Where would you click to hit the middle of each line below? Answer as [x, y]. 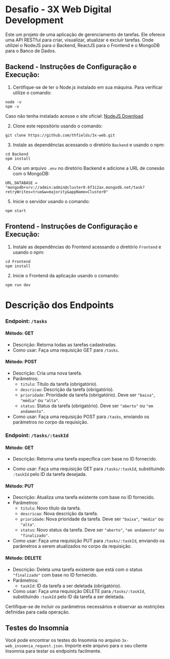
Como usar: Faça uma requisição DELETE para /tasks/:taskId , [79, 591]
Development [34, 20]
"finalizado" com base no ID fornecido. [55, 575]
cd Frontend [18, 261]
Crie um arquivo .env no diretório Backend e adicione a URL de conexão [89, 168]
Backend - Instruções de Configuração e [71, 67]
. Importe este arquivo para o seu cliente [105, 646]
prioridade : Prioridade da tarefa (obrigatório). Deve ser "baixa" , [88, 395]
